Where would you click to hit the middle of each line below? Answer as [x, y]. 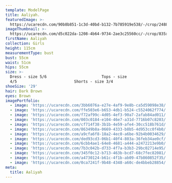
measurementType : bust [29, 53]
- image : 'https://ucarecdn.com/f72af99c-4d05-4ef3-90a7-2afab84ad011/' [89, 115]
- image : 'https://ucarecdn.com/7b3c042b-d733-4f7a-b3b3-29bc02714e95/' [89, 148]
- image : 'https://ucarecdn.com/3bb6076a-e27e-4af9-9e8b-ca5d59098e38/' [89, 106]
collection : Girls [25, 44]
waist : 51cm [18, 63]
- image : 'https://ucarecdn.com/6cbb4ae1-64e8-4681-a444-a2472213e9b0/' [89, 144]
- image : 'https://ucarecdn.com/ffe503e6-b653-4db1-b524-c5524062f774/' [89, 110]
